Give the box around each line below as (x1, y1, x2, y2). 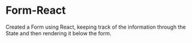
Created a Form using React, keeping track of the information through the (5, 23, 186, 30)
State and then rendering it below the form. (5, 29, 112, 36)
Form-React (5, 4, 66, 17)
